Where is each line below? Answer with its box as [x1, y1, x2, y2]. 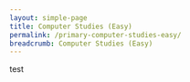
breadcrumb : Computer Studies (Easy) [9, 38, 153, 48]
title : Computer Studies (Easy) [9, 22, 132, 31]
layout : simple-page [9, 13, 89, 23]
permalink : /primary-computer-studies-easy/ [9, 30, 182, 39]
